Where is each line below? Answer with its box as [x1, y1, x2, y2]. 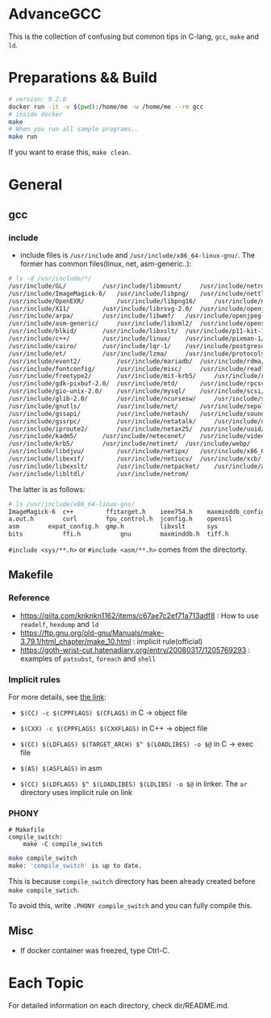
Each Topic [8, 974, 85, 992]
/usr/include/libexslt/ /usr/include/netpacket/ [8, 462, 200, 470]
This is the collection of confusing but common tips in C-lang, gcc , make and [8, 32, 260, 41]
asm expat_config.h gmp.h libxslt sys [8, 523, 219, 531]
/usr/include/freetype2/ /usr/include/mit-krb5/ [8, 372, 197, 381]
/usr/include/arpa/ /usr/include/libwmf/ [8, 312, 175, 320]
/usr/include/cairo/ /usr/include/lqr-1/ [8, 342, 172, 350]
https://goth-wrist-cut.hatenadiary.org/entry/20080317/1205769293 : [19, 645, 251, 654]
